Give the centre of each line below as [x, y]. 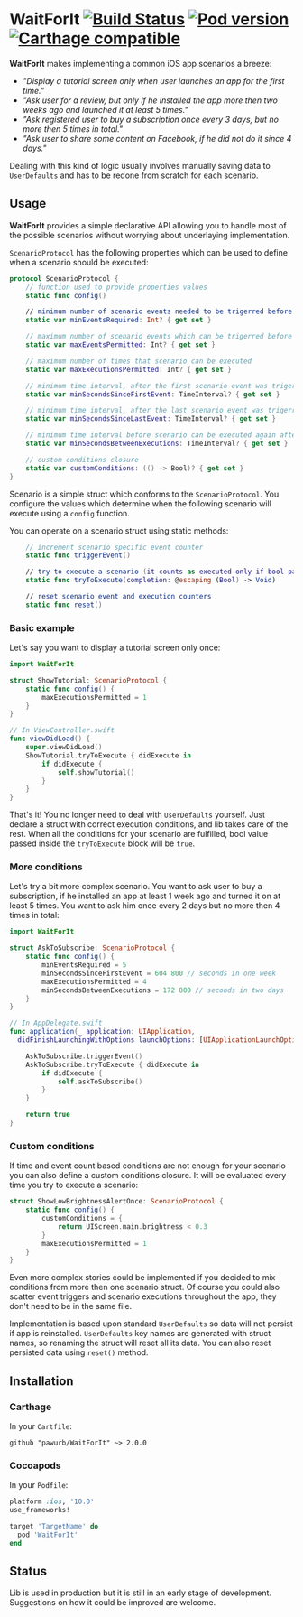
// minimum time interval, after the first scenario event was [147, 386]
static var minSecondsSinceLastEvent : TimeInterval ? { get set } [151, 419]
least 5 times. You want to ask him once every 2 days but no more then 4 [145, 906]
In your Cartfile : [41, 1426]
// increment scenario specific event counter [115, 547]
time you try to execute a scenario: [74, 1185]
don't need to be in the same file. [71, 1306]
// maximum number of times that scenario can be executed [139, 361]
